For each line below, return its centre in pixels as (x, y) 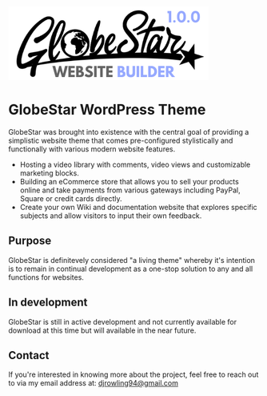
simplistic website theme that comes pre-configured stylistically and (121, 140)
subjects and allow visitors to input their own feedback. (111, 216)
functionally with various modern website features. (92, 149)
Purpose (30, 241)
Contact (29, 355)
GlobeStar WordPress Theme (107, 110)
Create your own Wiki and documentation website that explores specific (138, 207)
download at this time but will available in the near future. (102, 330)
